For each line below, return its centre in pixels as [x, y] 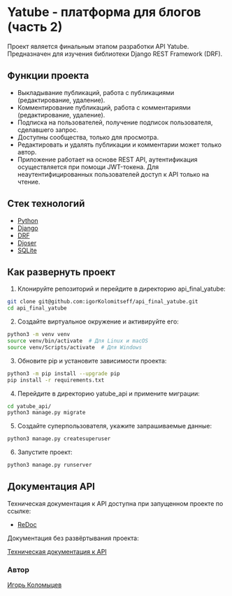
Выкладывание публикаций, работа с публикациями [96, 92]
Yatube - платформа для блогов [104, 12]
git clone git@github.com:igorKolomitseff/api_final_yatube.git [103, 302]
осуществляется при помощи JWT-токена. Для [88, 167]
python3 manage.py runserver [50, 465]
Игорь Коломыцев [35, 585]
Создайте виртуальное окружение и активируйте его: [98, 321]
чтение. [29, 182]
